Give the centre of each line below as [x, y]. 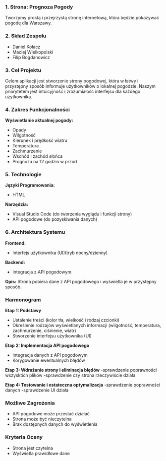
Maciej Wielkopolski [33, 52]
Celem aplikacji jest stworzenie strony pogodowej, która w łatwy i [72, 81]
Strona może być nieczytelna [42, 419]
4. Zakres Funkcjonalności [38, 109]
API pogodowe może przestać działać [51, 414]
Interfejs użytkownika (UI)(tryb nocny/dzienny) [60, 253]
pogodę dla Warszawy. [28, 23]
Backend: [15, 262]
